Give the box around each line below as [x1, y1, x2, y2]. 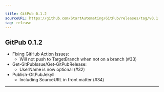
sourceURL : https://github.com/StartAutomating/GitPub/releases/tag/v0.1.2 [5, 15, 163, 21]
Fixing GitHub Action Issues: [12, 51, 69, 57]
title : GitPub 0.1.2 [5, 11, 47, 16]
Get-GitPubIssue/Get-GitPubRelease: [12, 61, 87, 67]
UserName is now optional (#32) [19, 66, 85, 73]
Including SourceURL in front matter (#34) [19, 77, 104, 83]
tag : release [5, 20, 32, 25]
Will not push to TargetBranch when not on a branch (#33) [19, 56, 137, 62]
